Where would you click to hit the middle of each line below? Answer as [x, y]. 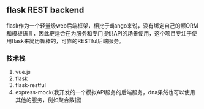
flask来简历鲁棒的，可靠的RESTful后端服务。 [68, 41]
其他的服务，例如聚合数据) [48, 100]
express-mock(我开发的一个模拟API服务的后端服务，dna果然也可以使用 [105, 92]
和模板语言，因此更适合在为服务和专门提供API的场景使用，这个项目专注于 [99, 33]
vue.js [23, 72]
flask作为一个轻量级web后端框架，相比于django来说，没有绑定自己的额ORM [102, 25]
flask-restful [30, 85]
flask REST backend [45, 10]
